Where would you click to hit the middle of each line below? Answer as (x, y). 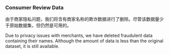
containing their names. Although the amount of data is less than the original (84, 41)
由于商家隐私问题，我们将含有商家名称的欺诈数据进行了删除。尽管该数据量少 (84, 19)
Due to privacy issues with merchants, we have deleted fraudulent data (79, 36)
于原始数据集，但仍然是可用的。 (38, 25)
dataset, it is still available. (32, 46)
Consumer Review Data (34, 8)
